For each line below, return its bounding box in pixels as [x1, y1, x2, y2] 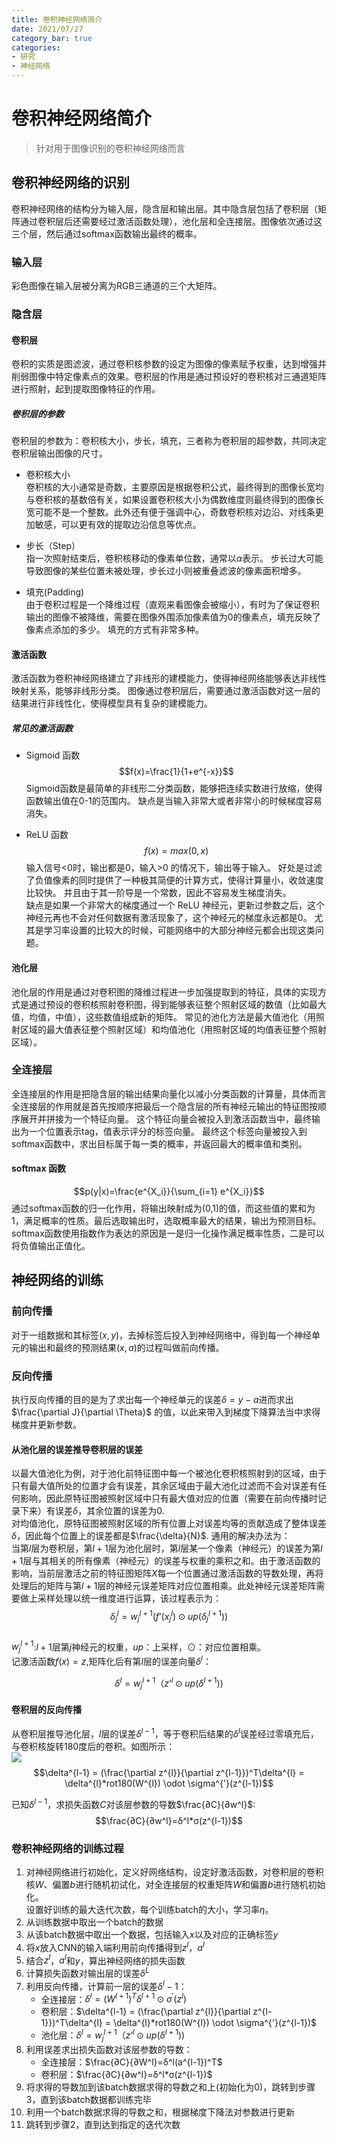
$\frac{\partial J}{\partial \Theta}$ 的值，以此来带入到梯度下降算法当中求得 [11, 1406, 321, 1418]
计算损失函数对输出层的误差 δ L [25, 1966, 150, 1979]
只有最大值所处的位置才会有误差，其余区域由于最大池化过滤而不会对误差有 [11, 1480, 318, 1492]
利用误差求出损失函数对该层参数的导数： [25, 2043, 193, 2055]
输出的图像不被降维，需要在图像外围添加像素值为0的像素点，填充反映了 [25, 611, 321, 623]
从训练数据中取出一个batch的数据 [25, 1916, 164, 1928]
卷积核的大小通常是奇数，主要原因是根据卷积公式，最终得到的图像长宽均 [25, 481, 324, 493]
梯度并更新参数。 [11, 1419, 82, 1430]
